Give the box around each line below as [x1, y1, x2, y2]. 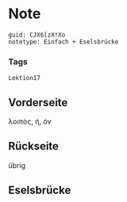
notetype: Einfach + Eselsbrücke [8, 37, 119, 46]
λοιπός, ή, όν [8, 116, 52, 127]
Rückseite [8, 139, 60, 153]
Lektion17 [8, 74, 41, 82]
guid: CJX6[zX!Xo [8, 31, 66, 39]
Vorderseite [8, 96, 68, 109]
